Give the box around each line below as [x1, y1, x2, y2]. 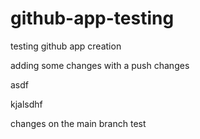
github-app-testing [10, 7, 175, 30]
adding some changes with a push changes [10, 59, 190, 71]
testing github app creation [10, 40, 122, 52]
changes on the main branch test [10, 117, 147, 129]
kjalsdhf [10, 98, 43, 110]
